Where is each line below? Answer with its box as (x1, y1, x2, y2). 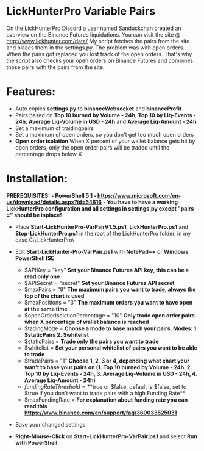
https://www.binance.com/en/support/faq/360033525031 (24, 409, 177, 416)
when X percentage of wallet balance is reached (24, 318, 149, 325)
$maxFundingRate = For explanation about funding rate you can (24, 395, 188, 403)
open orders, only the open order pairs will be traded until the (15, 143, 170, 151)
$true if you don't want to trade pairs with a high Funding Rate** (24, 389, 186, 397)
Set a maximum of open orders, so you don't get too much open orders (15, 131, 194, 138)
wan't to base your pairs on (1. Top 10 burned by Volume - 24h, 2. (24, 363, 192, 370)
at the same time (24, 305, 68, 312)
